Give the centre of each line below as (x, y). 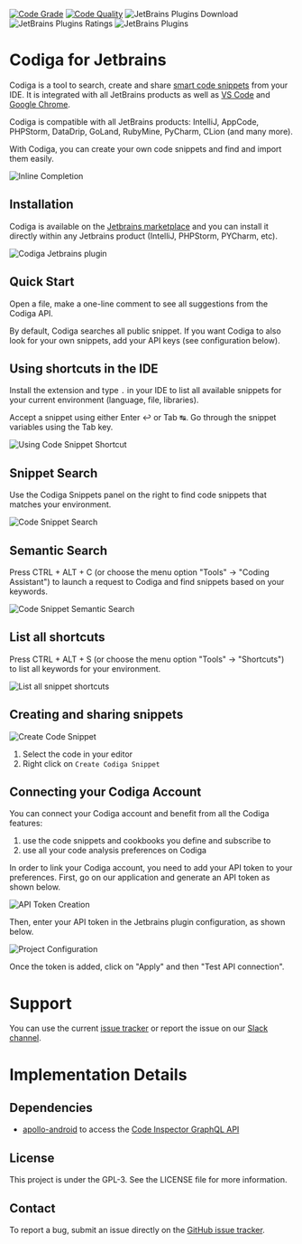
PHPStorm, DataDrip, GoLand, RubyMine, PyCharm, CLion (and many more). (151, 131)
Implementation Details (98, 1074)
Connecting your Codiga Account (105, 792)
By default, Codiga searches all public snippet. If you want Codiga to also (145, 331)
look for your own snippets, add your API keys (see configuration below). (145, 340)
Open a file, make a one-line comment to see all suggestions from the (139, 304)
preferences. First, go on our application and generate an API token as (140, 878)
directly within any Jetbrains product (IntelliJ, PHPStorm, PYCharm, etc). (143, 236)
